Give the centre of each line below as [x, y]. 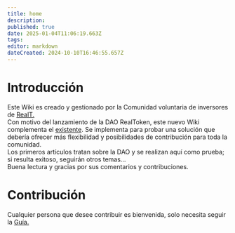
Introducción [46, 88]
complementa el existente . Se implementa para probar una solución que [111, 129]
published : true [31, 27]
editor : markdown [33, 46]
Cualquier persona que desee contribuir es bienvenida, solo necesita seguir [116, 214]
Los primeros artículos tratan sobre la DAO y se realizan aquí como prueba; [116, 152]
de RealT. [21, 114]
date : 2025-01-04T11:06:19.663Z [54, 33]
